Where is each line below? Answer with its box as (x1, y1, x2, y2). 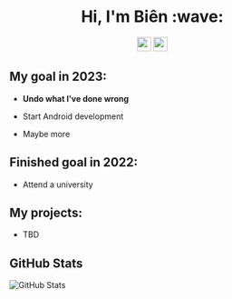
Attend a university (22, 179, 93, 190)
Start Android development (22, 111, 124, 122)
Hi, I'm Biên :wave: (81, 6, 224, 27)
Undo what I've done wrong (22, 93, 130, 104)
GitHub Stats (9, 255, 83, 271)
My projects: (9, 204, 83, 220)
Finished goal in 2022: (9, 154, 139, 170)
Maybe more (22, 128, 71, 139)
